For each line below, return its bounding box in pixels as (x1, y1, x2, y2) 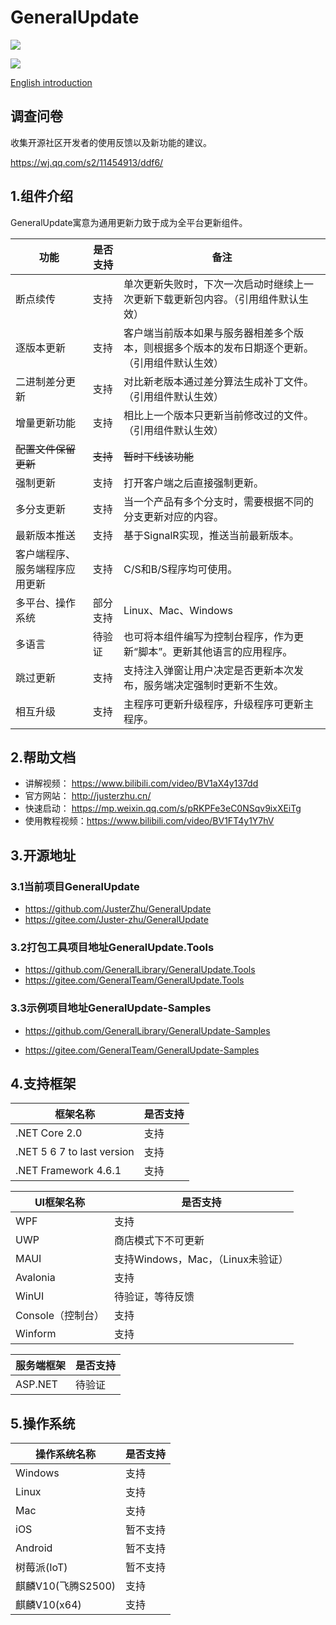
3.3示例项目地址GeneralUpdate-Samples (10, 1001, 212, 1015)
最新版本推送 (15, 528, 77, 542)
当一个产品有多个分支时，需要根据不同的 (123, 494, 315, 508)
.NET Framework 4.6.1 (15, 1164, 122, 1178)
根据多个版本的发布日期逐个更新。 (153, 341, 315, 355)
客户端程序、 (15, 547, 77, 561)
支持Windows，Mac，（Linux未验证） (113, 1252, 289, 1266)
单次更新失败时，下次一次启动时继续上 (123, 277, 305, 291)
